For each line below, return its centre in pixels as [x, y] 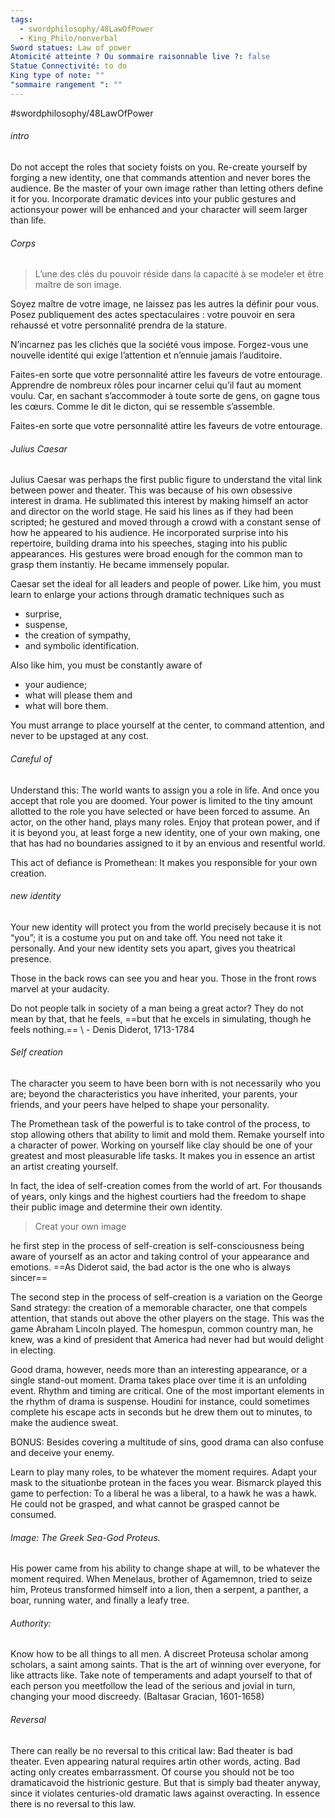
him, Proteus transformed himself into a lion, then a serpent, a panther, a [159, 1590]
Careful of [31, 758]
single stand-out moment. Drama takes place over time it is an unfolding [159, 1380]
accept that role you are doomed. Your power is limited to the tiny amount [161, 800]
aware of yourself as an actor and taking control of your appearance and [160, 1256]
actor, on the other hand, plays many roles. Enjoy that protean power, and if [165, 822]
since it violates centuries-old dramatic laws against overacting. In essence [165, 1793]
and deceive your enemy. [62, 1452]
